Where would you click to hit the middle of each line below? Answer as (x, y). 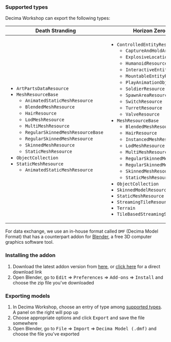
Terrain (126, 208)
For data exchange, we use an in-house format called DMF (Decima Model (82, 231)
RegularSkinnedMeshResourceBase (64, 133)
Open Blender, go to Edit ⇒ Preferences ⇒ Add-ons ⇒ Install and (88, 277)
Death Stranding (56, 31)
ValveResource (142, 115)
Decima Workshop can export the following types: (58, 18)
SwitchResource (144, 102)
